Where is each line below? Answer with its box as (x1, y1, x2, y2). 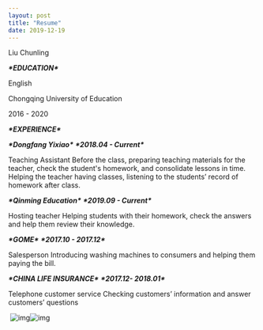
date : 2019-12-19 (8, 26, 66, 34)
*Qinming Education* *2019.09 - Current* (8, 195, 152, 206)
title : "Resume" (8, 19, 62, 27)
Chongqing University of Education (8, 94, 122, 104)
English (8, 78, 32, 88)
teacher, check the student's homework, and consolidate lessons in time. (8, 164, 246, 173)
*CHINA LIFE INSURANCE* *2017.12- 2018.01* (8, 274, 166, 283)
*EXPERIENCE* (8, 124, 62, 135)
